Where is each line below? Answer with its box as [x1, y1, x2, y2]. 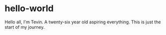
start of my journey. [4, 24, 45, 30]
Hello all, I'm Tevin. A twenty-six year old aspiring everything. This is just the [4, 19, 161, 25]
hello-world [4, 3, 54, 14]
